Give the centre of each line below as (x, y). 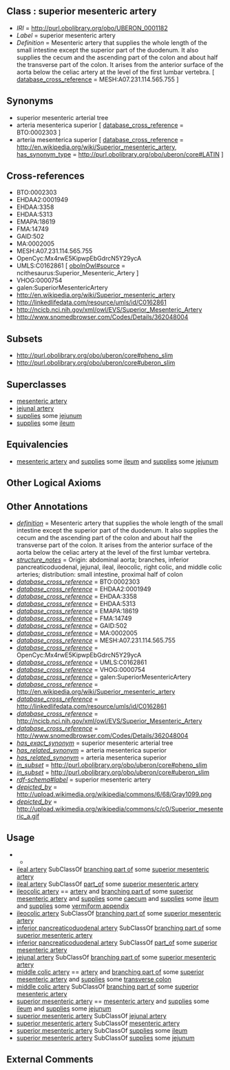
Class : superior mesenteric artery (82, 11)
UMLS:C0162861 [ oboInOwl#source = (71, 266)
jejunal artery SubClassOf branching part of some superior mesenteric (116, 957)
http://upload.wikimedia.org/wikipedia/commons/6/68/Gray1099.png (114, 794)
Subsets (24, 338)
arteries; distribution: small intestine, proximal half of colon (100, 575)
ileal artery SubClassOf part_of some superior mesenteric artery (107, 884)
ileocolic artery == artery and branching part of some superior (105, 891)
